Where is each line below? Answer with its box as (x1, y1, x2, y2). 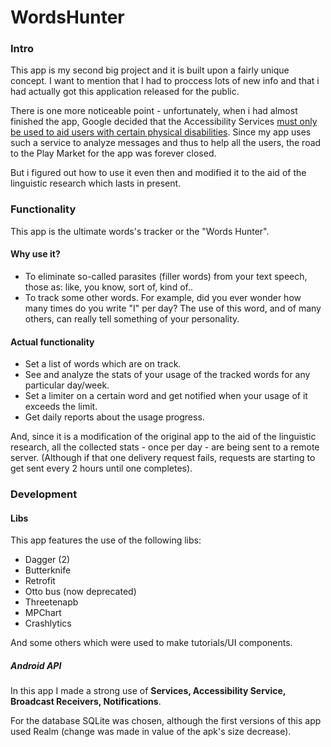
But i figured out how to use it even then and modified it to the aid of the (10, 167, 307, 179)
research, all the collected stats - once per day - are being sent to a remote (10, 441, 320, 453)
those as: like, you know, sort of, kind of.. (24, 281, 193, 293)
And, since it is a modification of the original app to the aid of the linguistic (10, 431, 317, 443)
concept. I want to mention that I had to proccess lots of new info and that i (10, 75, 320, 87)
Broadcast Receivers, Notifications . (10, 696, 162, 708)
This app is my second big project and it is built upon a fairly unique (10, 64, 290, 76)
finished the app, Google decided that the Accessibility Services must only (10, 116, 318, 128)
